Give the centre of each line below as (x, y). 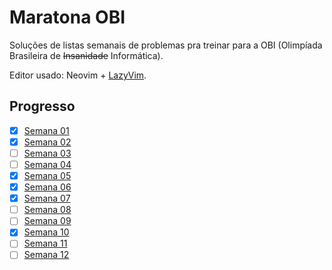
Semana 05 (47, 175)
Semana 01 (46, 130)
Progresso (42, 106)
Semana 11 (45, 243)
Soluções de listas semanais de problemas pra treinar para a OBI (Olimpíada (166, 45)
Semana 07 (47, 198)
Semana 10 (46, 232)
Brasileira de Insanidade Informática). (86, 55)
